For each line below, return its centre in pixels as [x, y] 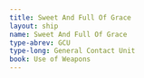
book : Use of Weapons [50, 59]
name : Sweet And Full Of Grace [68, 34]
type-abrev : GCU [40, 43]
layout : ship [34, 26]
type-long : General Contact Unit [72, 51]
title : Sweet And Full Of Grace [70, 17]
